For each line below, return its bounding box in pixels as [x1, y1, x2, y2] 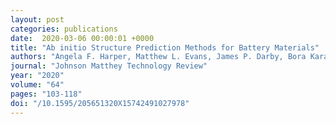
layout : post [10, 14, 65, 25]
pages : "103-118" [10, 89, 83, 99]
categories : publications [10, 24, 118, 34]
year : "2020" [10, 71, 65, 81]
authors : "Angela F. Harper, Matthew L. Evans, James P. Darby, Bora [10, 52, 307, 62]
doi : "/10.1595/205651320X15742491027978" [10, 98, 190, 108]
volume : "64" [10, 80, 65, 90]
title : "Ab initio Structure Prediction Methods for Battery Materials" [10, 42, 320, 53]
